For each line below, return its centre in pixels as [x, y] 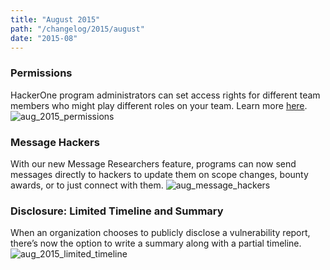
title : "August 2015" [55, 19]
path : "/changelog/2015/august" [77, 29]
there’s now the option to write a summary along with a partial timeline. [156, 243]
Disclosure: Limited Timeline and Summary [117, 211]
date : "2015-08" [44, 38]
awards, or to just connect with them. [87, 185]
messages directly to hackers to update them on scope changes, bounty [159, 174]
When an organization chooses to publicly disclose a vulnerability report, [160, 233]
